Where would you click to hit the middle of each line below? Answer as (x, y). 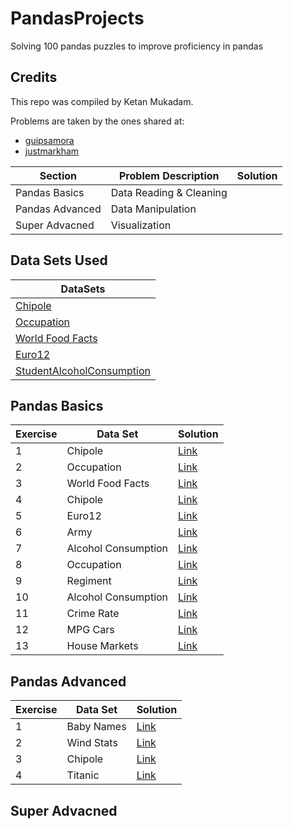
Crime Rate (93, 614)
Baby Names (96, 727)
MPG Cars (90, 630)
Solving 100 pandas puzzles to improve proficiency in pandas (137, 46)
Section (58, 175)
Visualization (141, 225)
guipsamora (49, 140)
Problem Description (169, 175)
